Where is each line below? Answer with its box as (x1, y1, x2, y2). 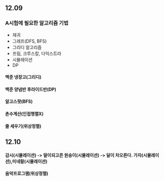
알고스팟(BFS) (5, 98, 33, 104)
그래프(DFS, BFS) (12, 38, 47, 44)
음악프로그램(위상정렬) (5, 171, 48, 177)
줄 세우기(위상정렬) (5, 123, 41, 129)
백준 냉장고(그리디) (5, 74, 41, 80)
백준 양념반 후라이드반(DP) (5, 86, 57, 92)
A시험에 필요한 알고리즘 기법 (5, 20, 69, 27)
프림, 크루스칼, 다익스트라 (12, 50, 62, 56)
